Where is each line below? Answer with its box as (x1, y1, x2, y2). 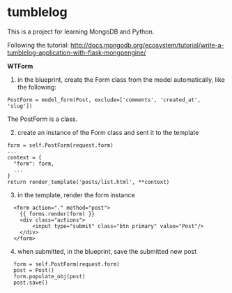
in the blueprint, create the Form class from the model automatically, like (17, 75, 225, 84)
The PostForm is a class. (7, 115, 78, 123)
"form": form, (13, 160, 54, 167)
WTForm (7, 62, 33, 70)
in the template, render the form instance (17, 190, 135, 199)
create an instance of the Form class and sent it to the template (17, 128, 199, 136)
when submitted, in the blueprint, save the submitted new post (17, 247, 197, 255)
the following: (17, 83, 57, 91)
